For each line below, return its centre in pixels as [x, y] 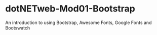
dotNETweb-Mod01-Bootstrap [70, 9]
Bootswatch [18, 27]
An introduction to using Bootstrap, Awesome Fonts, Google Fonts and [78, 22]
